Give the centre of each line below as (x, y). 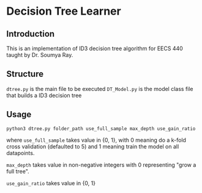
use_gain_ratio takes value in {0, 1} (51, 183)
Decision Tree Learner (64, 11)
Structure (25, 74)
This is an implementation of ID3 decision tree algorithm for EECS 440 (95, 48)
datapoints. (21, 153)
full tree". (18, 171)
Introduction (31, 34)
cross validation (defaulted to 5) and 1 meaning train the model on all (93, 146)
